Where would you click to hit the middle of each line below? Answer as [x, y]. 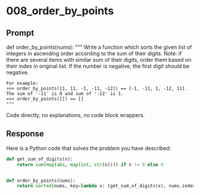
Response [25, 134]
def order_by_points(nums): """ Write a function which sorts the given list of [99, 47]
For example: [22, 83]
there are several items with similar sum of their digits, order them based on [99, 60]
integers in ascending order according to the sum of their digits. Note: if [94, 54]
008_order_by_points [60, 11]
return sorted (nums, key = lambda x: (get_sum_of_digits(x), [92, 186]
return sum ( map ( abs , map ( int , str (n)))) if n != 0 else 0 [90, 165]
